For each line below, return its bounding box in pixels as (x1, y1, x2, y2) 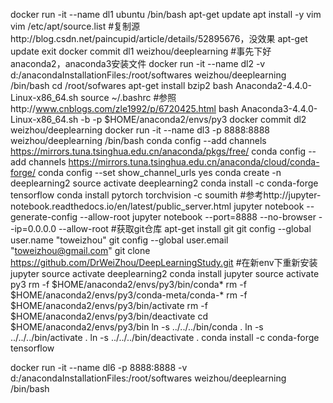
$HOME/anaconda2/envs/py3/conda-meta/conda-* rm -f (10, 289, 248, 301)
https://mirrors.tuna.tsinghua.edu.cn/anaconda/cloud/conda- (68, 156, 320, 168)
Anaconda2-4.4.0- (234, 80, 312, 91)
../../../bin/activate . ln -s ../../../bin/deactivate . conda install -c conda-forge (10, 332, 320, 343)
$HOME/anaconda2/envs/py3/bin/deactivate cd (10, 310, 209, 322)
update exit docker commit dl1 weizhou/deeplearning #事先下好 (10, 45, 272, 57)
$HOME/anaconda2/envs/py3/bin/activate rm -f (10, 300, 208, 311)
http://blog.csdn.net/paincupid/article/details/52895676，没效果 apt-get (10, 33, 308, 44)
